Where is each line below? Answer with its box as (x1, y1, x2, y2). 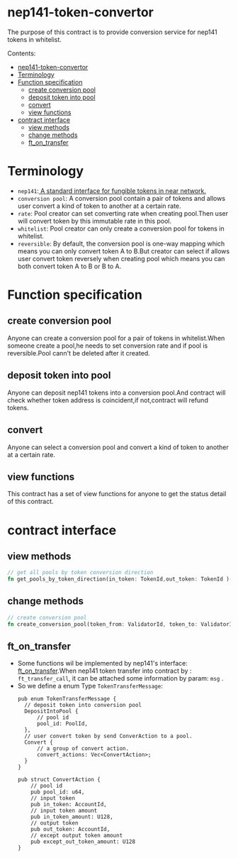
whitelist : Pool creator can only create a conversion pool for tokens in (17, 224, 225, 233)
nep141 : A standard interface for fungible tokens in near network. (17, 186, 207, 195)
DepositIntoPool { (24, 708, 79, 715)
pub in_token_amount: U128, (30, 813, 113, 820)
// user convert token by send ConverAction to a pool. (24, 732, 193, 740)
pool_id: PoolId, (36, 720, 89, 727)
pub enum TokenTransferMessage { (17, 695, 117, 703)
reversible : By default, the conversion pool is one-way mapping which (17, 239, 225, 248)
